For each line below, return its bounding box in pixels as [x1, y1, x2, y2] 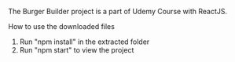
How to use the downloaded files [8, 22, 116, 31]
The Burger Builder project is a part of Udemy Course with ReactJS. [8, 7, 228, 16]
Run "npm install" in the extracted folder [19, 37, 150, 46]
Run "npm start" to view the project [19, 46, 134, 54]
